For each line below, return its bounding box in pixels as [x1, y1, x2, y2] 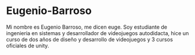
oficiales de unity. [6, 42, 49, 49]
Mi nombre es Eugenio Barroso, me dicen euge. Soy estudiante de [6, 23, 167, 30]
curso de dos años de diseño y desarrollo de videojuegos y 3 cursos [6, 36, 173, 43]
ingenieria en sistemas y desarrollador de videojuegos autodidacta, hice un [6, 29, 189, 36]
